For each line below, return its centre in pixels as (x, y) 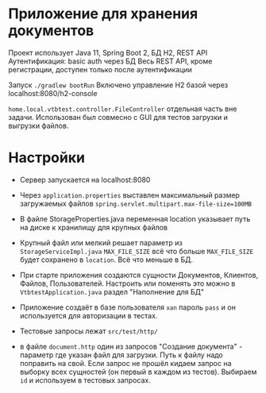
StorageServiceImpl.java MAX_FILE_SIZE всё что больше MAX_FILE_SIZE (137, 251)
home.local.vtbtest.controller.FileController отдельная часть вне (123, 109)
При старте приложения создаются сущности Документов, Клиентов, (139, 275)
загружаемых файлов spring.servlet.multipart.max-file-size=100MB (136, 203)
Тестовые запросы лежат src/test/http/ (89, 331)
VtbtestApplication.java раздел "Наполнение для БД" (112, 291)
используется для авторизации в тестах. (89, 315)
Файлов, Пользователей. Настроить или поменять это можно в (127, 283)
